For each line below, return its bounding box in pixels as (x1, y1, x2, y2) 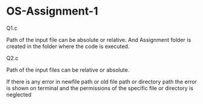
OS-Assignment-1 (6, 4, 98, 18)
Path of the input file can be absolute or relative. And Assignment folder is (6, 36, 191, 43)
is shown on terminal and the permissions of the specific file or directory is (6, 84, 193, 92)
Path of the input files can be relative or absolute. (6, 66, 129, 74)
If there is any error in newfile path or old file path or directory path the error (6, 78, 198, 85)
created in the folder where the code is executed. (6, 43, 129, 50)
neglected (6, 91, 32, 98)
